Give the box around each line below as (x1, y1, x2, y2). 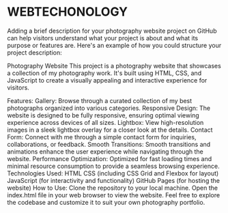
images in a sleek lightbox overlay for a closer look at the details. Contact (7, 126, 213, 134)
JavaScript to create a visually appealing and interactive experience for (7, 76, 208, 84)
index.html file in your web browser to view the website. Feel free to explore (7, 190, 220, 199)
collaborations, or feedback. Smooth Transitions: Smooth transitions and (7, 140, 211, 148)
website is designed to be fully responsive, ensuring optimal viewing (7, 111, 199, 119)
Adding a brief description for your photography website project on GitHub (7, 27, 217, 35)
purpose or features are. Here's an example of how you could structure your (7, 41, 222, 49)
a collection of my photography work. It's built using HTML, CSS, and (7, 69, 202, 77)
